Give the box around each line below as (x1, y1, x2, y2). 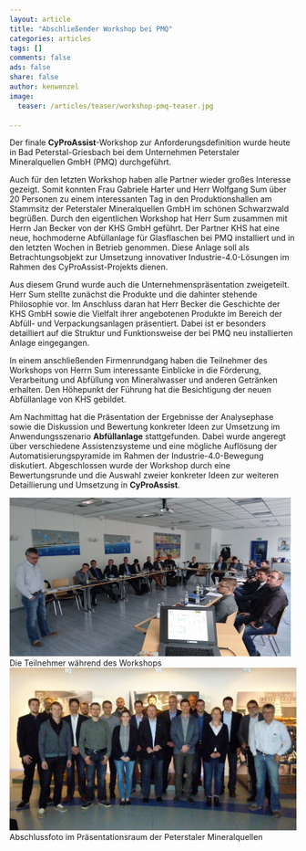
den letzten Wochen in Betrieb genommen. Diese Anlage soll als (9, 242, 250, 253)
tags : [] (9, 44, 43, 53)
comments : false (9, 53, 71, 63)
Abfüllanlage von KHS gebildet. (9, 394, 127, 405)
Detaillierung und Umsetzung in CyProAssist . (9, 479, 180, 490)
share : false (9, 73, 59, 82)
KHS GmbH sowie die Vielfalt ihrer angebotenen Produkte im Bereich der (9, 309, 282, 320)
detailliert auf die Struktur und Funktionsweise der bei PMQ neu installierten (9, 328, 293, 339)
